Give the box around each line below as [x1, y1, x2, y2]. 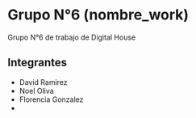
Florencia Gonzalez [19, 95, 84, 104]
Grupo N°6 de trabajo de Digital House [7, 32, 136, 42]
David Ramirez [19, 77, 68, 86]
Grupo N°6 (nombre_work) [7, 6, 190, 24]
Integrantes [7, 56, 68, 70]
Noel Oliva [19, 86, 54, 95]
